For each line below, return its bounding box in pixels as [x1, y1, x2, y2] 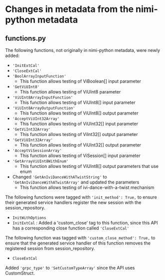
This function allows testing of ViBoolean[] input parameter [19, 78, 141, 84]
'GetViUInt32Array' [12, 137, 53, 142]
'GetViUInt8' [12, 84, 40, 89]
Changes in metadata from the [5, 3, 134, 15]
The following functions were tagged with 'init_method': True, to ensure [5, 194, 157, 200]
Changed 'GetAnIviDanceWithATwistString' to [12, 174, 107, 179]
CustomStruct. [5, 270, 35, 276]
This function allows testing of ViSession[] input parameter [19, 152, 141, 158]
